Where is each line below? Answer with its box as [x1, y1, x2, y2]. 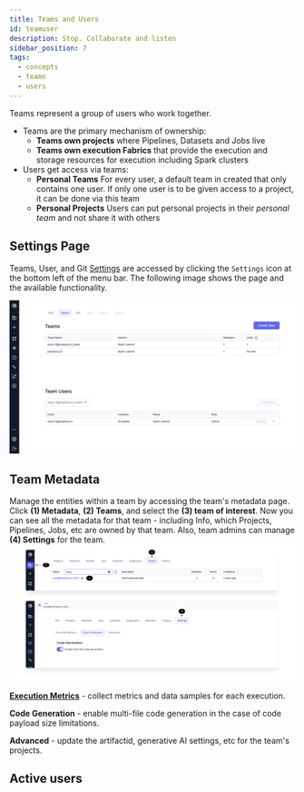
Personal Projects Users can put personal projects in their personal [35, 203, 290, 213]
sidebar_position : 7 [9, 44, 88, 53]
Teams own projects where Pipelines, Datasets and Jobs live [35, 134, 266, 145]
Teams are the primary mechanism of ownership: [22, 125, 207, 136]
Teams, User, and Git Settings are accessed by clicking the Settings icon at [9, 262, 292, 273]
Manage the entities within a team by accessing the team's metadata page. [9, 496, 290, 507]
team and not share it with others [35, 212, 161, 223]
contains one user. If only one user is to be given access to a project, [35, 183, 294, 194]
